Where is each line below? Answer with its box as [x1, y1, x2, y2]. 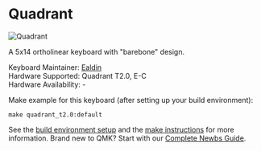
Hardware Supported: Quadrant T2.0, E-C [8, 71, 147, 80]
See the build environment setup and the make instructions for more [8, 124, 235, 134]
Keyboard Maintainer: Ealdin [8, 62, 102, 72]
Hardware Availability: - [8, 80, 86, 89]
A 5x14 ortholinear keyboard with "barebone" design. [8, 47, 185, 56]
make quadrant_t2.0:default [8, 110, 103, 119]
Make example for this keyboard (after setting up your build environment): [8, 95, 254, 104]
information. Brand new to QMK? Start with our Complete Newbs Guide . [8, 133, 246, 143]
